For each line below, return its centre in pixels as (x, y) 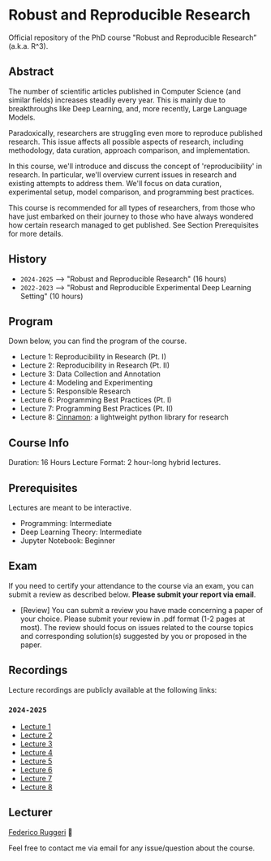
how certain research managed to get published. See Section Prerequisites (134, 224)
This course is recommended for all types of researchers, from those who (132, 207)
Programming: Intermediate (66, 523)
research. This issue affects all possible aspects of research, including (126, 141)
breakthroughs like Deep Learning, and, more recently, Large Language (128, 108)
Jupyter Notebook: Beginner (68, 541)
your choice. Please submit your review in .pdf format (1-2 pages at (133, 619)
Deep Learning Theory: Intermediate (81, 532)
